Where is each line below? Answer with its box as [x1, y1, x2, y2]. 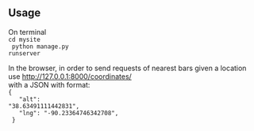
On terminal [8, 27, 47, 36]
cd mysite [8, 36, 41, 43]
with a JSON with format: [8, 80, 90, 89]
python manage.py [11, 43, 69, 51]
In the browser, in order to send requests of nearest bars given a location [8, 63, 247, 73]
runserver [8, 49, 41, 58]
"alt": [18, 95, 41, 103]
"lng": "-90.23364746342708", [18, 109, 119, 117]
